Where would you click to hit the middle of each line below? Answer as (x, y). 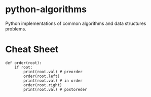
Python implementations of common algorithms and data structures (76, 23)
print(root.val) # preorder (53, 72)
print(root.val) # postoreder (55, 89)
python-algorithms (46, 9)
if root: (24, 67)
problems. (16, 28)
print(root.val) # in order (53, 80)
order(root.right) (43, 85)
